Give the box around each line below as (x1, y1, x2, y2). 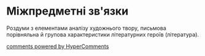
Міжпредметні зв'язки (6, 4, 129, 18)
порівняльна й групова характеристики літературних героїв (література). (6, 30, 199, 38)
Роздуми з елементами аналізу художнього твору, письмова (6, 24, 167, 32)
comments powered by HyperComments (6, 43, 109, 50)
